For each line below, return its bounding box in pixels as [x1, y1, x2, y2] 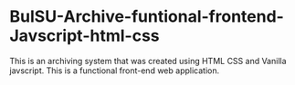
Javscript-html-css [9, 25, 160, 46]
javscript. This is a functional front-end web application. [9, 65, 220, 76]
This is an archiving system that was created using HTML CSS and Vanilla [9, 55, 287, 66]
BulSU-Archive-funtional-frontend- [9, 6, 285, 27]
